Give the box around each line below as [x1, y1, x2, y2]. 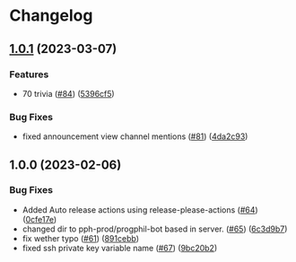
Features [9, 68, 49, 81]
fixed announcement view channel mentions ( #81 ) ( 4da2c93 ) [22, 131, 248, 142]
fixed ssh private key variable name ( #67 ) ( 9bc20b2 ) [22, 242, 218, 253]
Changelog [9, 5, 93, 26]
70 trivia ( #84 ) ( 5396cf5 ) [22, 88, 115, 99]
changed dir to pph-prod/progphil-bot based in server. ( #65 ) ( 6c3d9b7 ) [22, 223, 288, 234]
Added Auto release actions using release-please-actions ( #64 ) [22, 204, 258, 215]
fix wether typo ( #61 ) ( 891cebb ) [22, 232, 139, 243]
